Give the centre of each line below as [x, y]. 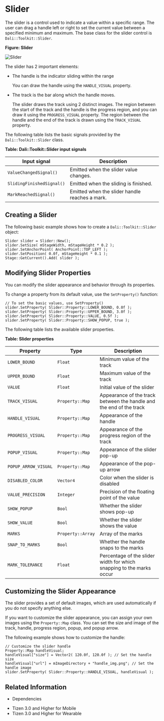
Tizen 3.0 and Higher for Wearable [47, 714]
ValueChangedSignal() [32, 172]
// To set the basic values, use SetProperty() [54, 303]
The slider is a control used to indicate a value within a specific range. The [80, 22]
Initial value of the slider [127, 387]
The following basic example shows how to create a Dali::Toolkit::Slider [81, 227]
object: [12, 232]
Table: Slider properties [30, 339]
